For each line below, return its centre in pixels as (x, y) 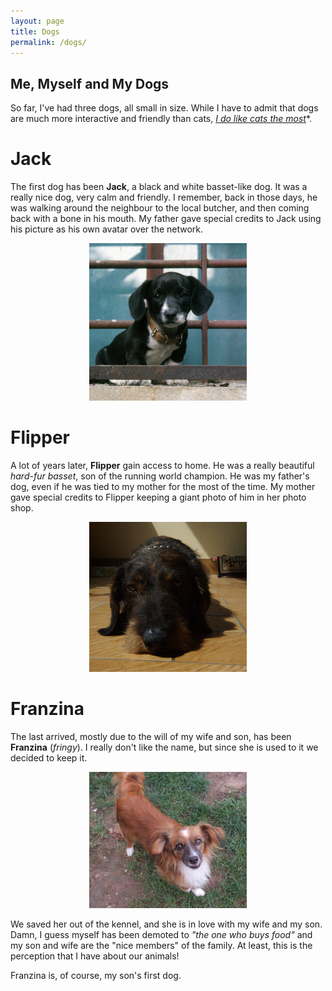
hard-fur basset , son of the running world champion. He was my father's (160, 476)
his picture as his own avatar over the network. (107, 229)
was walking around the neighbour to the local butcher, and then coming (160, 208)
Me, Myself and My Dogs (90, 83)
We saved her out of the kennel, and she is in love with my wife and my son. (166, 924)
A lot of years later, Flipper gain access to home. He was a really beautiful (162, 466)
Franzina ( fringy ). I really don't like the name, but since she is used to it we (164, 747)
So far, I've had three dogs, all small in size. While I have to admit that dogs (164, 108)
